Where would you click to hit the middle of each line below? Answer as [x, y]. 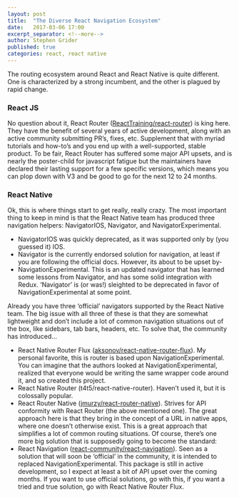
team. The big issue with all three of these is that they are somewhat [108, 314]
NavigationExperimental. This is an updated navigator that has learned [121, 270]
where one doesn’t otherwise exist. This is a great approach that [112, 426]
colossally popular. [45, 396]
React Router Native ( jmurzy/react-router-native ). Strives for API [112, 403]
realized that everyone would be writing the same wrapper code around [123, 373]
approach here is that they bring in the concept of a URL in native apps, [123, 419]
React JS [23, 108]
